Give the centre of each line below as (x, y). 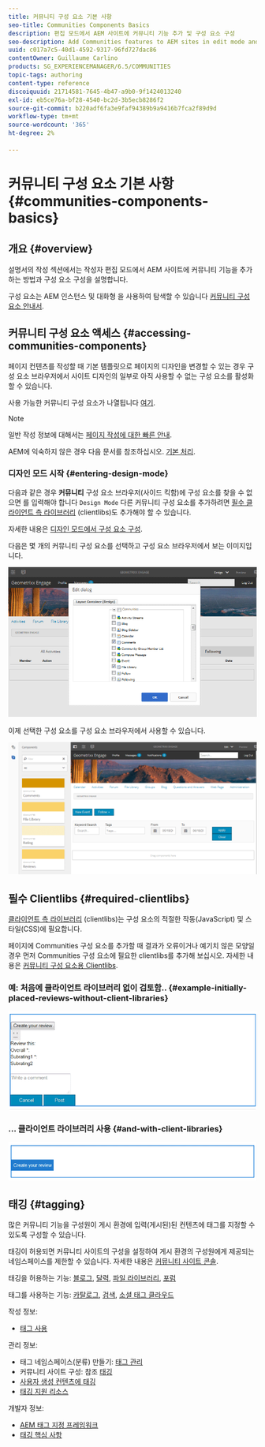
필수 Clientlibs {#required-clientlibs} (99, 898)
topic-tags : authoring (45, 75)
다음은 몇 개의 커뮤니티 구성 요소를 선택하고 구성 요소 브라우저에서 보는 (116, 545)
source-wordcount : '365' (49, 125)
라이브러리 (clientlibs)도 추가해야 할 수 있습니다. (118, 512)
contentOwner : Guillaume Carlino (63, 58)
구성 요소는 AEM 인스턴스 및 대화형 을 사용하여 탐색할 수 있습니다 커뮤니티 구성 (129, 296)
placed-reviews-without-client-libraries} (88, 998)
